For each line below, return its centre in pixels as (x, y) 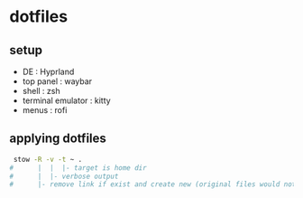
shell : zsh (41, 91)
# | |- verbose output (64, 176)
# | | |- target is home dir (78, 168)
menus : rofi (45, 110)
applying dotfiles (58, 139)
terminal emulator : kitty (66, 100)
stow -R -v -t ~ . (48, 159)
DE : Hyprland (48, 71)
